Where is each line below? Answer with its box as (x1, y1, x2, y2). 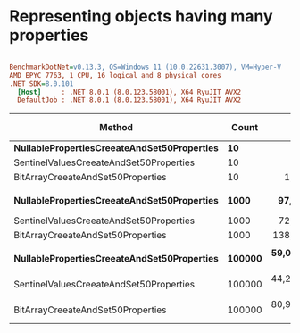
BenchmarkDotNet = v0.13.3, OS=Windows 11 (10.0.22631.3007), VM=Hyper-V (9, 62, 281, 71)
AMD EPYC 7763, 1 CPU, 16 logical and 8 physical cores (9, 71, 221, 79)
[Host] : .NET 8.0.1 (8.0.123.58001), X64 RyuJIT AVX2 (17, 87, 242, 96)
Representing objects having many (9, 6, 274, 27)
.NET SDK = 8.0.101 (9, 79, 74, 88)
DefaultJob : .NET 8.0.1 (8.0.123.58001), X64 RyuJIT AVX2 (17, 96, 242, 104)
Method (99, 121, 134, 134)
